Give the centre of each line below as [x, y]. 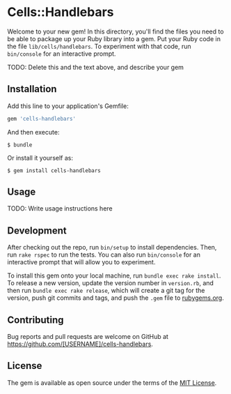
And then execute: [33, 132]
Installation [32, 89]
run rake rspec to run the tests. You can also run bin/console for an [104, 255]
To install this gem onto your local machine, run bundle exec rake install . [114, 275]
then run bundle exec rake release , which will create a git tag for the [106, 291]
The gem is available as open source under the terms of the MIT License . [112, 382]
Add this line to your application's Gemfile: [68, 106]
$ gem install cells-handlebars [54, 171]
